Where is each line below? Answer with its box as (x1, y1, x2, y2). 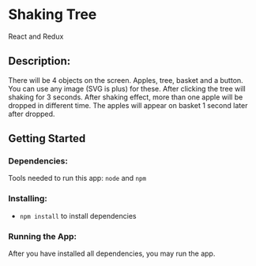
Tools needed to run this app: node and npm (8, 174, 147, 183)
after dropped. (8, 109, 55, 118)
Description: (8, 54, 71, 68)
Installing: (8, 193, 47, 204)
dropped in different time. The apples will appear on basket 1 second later (8, 100, 248, 110)
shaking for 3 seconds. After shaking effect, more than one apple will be (8, 92, 243, 102)
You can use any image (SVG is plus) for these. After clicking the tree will (8, 84, 247, 93)
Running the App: (8, 230, 77, 242)
